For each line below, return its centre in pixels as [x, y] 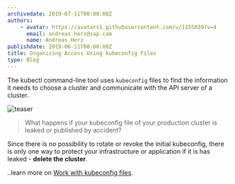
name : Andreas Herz [55, 40]
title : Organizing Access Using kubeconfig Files [82, 54]
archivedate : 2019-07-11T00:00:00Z [60, 14]
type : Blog [23, 60]
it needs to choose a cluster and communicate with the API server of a [110, 87]
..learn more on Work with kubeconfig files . [70, 172]
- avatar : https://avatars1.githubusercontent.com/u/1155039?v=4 [119, 27]
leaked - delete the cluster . [48, 159]
